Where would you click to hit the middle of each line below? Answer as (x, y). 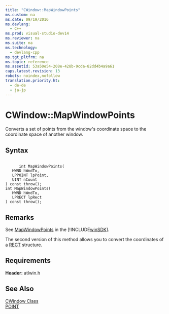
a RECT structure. (24, 245)
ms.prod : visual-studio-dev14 (37, 33)
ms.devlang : (18, 24)
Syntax (17, 150)
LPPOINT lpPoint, (30, 175)
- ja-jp (18, 90)
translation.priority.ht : (32, 81)
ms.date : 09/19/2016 (27, 19)
